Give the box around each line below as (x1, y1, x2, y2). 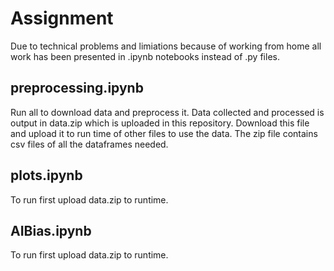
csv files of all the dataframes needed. (10, 138, 169, 150)
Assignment (10, 7, 114, 30)
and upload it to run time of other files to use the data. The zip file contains (10, 127, 318, 139)
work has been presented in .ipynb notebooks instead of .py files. (10, 50, 280, 62)
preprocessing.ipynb (10, 80, 144, 97)
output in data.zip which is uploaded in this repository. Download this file (10, 117, 310, 129)
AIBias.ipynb (10, 222, 92, 239)
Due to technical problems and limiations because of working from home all (10, 40, 322, 52)
